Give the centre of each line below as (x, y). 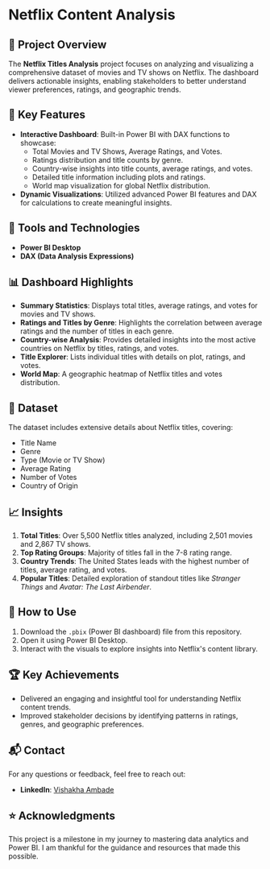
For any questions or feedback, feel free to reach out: (97, 774)
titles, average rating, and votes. (73, 570)
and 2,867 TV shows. (55, 544)
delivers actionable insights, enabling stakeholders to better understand (127, 81)
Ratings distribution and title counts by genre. (108, 159)
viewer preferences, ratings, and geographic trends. (95, 89)
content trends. (45, 707)
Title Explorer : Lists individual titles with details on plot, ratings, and (133, 357)
